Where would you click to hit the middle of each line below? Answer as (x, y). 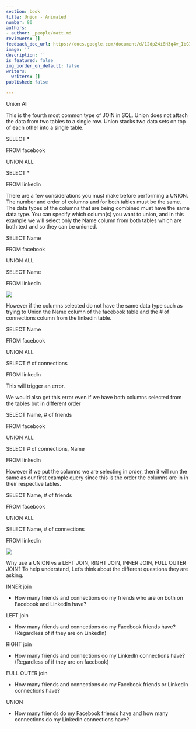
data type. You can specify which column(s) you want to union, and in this (95, 214)
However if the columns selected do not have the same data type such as (94, 305)
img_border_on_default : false (43, 66)
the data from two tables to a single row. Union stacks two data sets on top (96, 121)
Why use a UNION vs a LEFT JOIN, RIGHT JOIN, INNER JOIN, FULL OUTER (96, 563)
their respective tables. (34, 484)
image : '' (18, 50)
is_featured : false (30, 60)
